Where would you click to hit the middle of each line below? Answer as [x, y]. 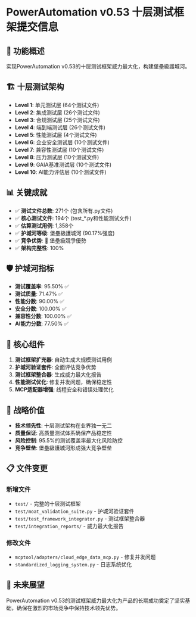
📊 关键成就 [27, 193]
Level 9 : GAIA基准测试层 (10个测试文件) [63, 164]
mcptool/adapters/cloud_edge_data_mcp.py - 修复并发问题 [85, 557]
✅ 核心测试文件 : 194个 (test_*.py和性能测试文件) [73, 218]
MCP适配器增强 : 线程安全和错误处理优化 [64, 389]
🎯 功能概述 [25, 51]
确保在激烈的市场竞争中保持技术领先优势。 [69, 607]
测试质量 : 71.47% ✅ [39, 294]
